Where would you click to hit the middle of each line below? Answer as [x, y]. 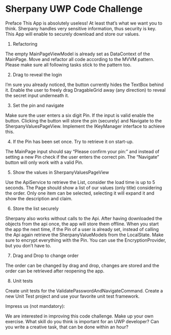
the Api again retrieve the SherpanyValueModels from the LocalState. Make [84, 235]
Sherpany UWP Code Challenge [74, 9]
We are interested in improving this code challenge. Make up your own [80, 316]
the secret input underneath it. [37, 95]
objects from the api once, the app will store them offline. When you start [82, 224]
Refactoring [25, 44]
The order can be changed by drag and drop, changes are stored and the [82, 265]
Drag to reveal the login [37, 74]
